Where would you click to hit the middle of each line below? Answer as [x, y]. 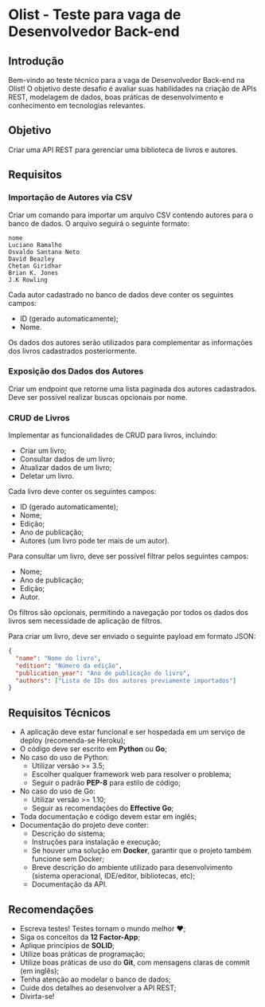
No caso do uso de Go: [57, 791]
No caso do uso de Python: [64, 758]
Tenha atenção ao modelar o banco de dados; [95, 979]
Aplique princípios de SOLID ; [67, 945]
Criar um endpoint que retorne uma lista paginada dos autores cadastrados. [132, 389]
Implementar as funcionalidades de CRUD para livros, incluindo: [113, 435]
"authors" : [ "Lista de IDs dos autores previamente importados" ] [126, 680]
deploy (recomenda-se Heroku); [72, 741]
